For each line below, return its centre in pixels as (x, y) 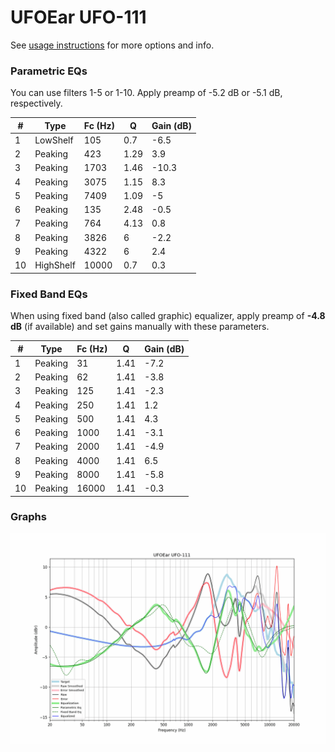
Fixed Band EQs (49, 294)
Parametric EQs (49, 71)
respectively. (36, 103)
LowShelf (54, 140)
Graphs (28, 517)
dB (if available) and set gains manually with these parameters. (140, 327)
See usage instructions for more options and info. (112, 45)
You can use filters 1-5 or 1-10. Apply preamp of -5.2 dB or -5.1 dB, (146, 93)
